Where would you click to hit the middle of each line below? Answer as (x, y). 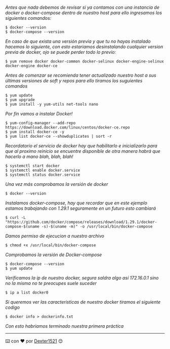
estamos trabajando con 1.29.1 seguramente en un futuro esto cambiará (80, 208)
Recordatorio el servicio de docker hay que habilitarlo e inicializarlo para (81, 146)
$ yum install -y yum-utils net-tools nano (52, 104)
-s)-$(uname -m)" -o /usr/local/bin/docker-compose (97, 227)
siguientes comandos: (28, 18)
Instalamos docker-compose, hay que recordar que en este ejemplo (76, 203)
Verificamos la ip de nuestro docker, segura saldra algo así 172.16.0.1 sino (82, 278)
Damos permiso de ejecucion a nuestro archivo (55, 236)
